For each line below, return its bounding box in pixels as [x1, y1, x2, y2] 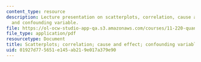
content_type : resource [6, 8, 66, 15]
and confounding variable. [11, 19, 79, 25]
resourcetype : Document [6, 36, 66, 42]
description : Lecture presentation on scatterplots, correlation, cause [6, 14, 191, 20]
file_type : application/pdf [6, 31, 77, 37]
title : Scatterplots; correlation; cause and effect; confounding [6, 42, 175, 48]
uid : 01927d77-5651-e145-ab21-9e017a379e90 [6, 47, 117, 53]
